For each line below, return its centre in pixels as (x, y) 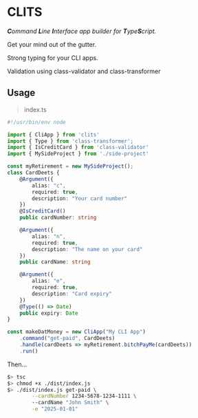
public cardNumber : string (58, 218)
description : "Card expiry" (72, 294)
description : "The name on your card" (87, 249)
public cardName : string (55, 262)
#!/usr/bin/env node (37, 122)
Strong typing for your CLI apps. (53, 58)
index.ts (35, 109)
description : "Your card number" (80, 198)
